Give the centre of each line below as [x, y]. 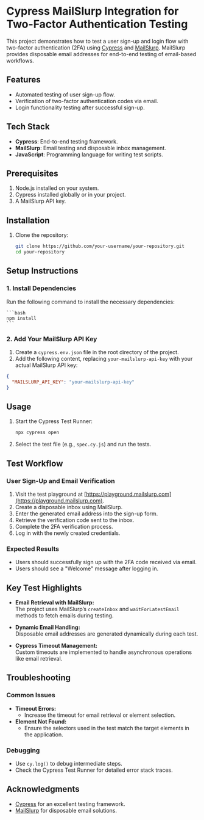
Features [23, 80]
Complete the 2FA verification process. [64, 526]
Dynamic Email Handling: [47, 628]
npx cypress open [37, 433]
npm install [21, 318]
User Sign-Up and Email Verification [61, 481]
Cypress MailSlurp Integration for [93, 11]
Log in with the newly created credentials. [68, 533]
